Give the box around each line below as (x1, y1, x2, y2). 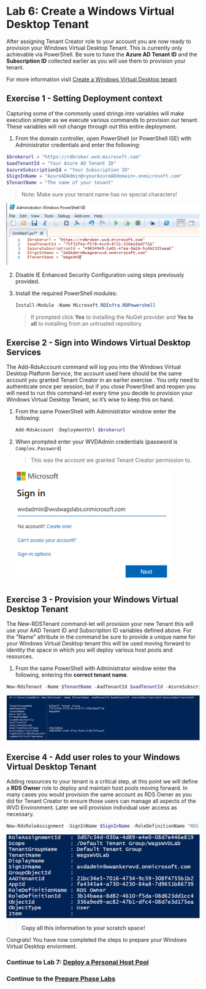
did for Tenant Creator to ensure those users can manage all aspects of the (6, 798, 196, 805)
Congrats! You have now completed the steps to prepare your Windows (6, 936, 187, 944)
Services (6, 347, 42, 358)
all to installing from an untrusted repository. (30, 320, 143, 327)
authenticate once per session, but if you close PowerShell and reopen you (6, 383, 196, 390)
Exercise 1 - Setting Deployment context (6, 93, 162, 104)
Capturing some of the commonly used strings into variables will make (6, 109, 185, 117)
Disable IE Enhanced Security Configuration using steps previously (15, 271, 185, 279)
